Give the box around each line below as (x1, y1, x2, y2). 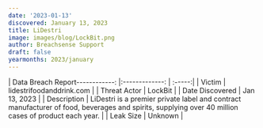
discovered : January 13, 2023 (8, 19, 109, 27)
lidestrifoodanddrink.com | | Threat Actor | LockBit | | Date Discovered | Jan (8, 85, 255, 95)
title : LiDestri (8, 26, 62, 34)
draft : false (8, 48, 51, 56)
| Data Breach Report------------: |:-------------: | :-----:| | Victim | (8, 77, 226, 87)
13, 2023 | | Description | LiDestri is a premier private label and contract (8, 94, 242, 104)
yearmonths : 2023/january (8, 56, 93, 64)
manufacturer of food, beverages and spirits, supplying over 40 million (8, 102, 239, 111)
